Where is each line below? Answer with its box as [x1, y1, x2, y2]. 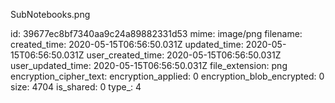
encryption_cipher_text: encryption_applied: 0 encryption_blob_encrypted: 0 [10, 70, 325, 82]
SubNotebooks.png [10, 9, 91, 20]
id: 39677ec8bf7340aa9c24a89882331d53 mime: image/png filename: [10, 28, 303, 39]
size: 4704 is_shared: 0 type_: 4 [10, 81, 142, 93]
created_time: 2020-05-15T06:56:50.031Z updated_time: [10, 39, 244, 50]
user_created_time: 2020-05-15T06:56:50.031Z [86, 49, 282, 61]
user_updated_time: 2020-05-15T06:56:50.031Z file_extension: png [10, 60, 288, 71]
